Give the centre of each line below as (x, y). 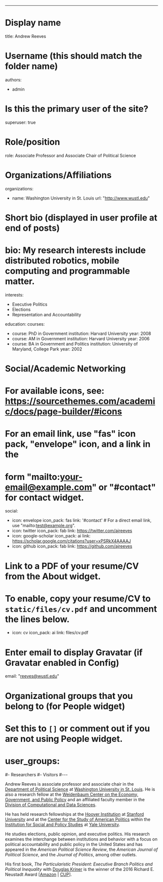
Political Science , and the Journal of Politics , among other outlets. (71, 854)
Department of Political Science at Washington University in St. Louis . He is (80, 789)
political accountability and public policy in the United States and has (74, 844)
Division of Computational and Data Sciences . (51, 805)
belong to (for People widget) (65, 706)
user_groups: (33, 761)
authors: (13, 80)
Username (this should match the (73, 56)
